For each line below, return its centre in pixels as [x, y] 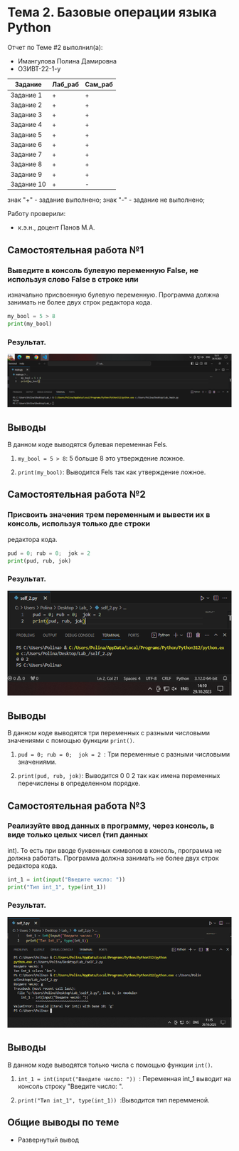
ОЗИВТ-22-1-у [39, 68]
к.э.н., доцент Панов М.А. [56, 227]
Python [29, 27]
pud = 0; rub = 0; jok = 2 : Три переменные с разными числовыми [124, 754]
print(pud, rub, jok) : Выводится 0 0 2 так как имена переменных [119, 776]
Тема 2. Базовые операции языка [112, 12]
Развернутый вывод [48, 1140]
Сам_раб [99, 85]
